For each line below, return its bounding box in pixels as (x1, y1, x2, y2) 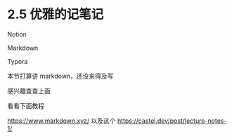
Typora (7, 57, 28, 65)
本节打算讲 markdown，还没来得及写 (7, 72, 114, 80)
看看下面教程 (7, 101, 44, 110)
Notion (7, 29, 27, 39)
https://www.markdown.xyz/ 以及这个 (7, 117, 116, 125)
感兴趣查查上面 (7, 86, 51, 95)
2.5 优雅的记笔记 (7, 6, 104, 22)
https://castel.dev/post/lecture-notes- (117, 117, 227, 125)
